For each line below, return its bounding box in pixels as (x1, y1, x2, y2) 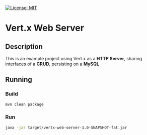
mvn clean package (5, 102, 44, 107)
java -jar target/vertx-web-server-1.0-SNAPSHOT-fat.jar (5, 125, 127, 130)
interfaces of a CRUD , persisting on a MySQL (5, 61, 100, 67)
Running (5, 75, 33, 84)
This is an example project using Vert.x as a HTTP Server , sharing (5, 56, 142, 61)
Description (5, 42, 43, 51)
